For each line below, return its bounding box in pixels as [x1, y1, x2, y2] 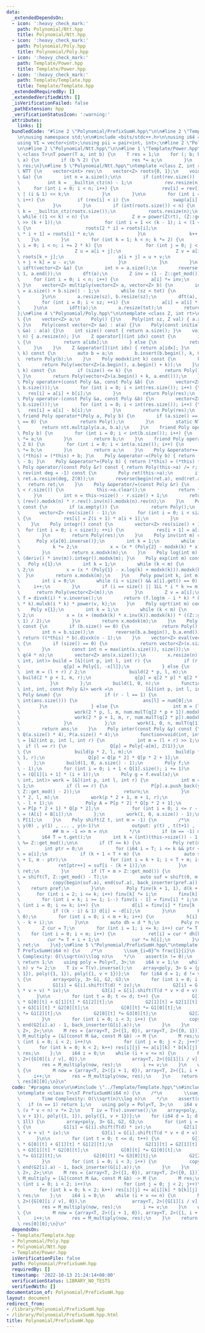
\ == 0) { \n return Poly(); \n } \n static [17, 419, 192, 425]
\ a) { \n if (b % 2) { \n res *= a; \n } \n [17, 157, 192, 163]
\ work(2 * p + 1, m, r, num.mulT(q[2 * [17, 714, 173, 721]
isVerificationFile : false [12, 1255, 81, 1261]
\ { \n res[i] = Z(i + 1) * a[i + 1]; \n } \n [17, 515, 179, 521]
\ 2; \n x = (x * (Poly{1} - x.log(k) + [17, 567, 149, 573]
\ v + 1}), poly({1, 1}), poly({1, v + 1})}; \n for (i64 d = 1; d [17, 1113, 198, 1119]
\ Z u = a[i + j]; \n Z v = [17, 248, 190, 254]
